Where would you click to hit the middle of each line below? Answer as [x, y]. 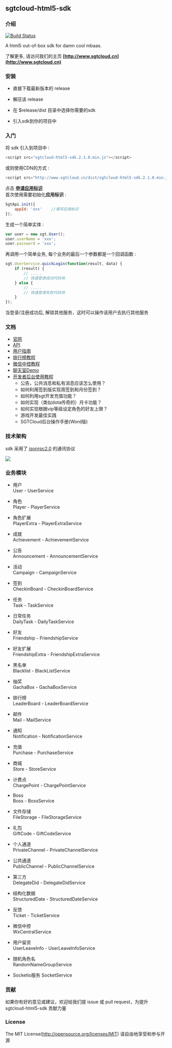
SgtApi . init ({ [20, 204]
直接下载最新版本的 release [41, 88]
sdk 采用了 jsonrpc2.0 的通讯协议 [40, 448]
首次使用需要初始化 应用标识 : [36, 195]
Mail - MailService [32, 720]
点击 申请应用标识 [24, 188]
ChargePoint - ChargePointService [49, 785]
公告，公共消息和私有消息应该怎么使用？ [63, 383]
